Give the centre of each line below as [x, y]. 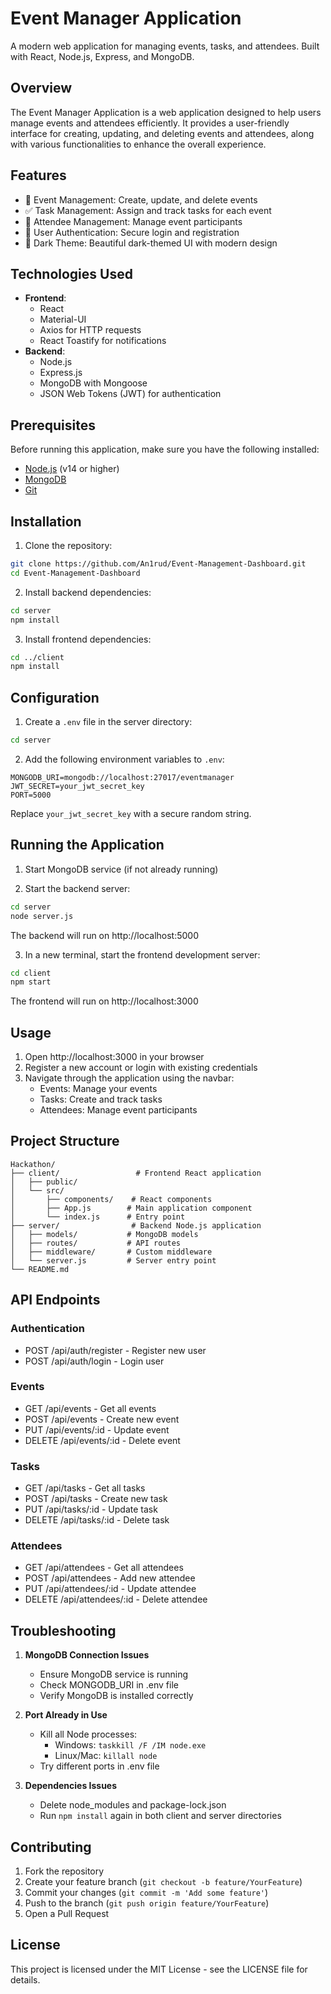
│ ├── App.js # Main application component [131, 1208]
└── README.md [40, 1269]
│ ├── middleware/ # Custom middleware [111, 1252]
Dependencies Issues [71, 1786]
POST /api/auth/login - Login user [94, 1361]
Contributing [51, 1847]
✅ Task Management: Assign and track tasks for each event [148, 210]
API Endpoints [55, 1300]
